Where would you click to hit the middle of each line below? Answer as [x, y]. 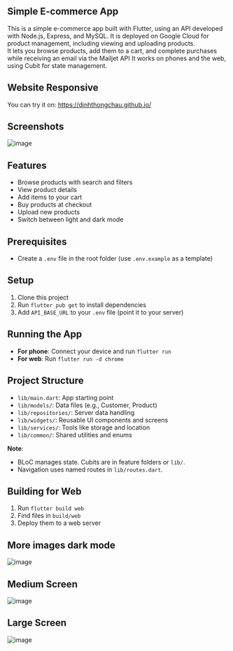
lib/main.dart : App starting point [65, 397]
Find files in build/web [49, 516]
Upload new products [49, 212]
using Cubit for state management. [57, 65]
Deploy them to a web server [59, 523]
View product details [47, 190]
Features [27, 165]
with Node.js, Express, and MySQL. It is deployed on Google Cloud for [108, 36]
